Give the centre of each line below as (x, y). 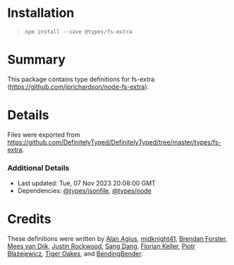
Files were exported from (44, 135)
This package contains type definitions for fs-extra (81, 79)
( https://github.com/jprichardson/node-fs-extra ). (78, 87)
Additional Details (38, 168)
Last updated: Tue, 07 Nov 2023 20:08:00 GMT (87, 183)
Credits (29, 219)
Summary (36, 60)
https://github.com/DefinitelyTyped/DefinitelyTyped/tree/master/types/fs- (115, 142)
